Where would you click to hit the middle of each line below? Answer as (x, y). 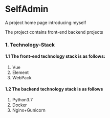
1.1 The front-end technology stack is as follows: (55, 56)
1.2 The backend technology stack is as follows (54, 89)
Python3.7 (22, 100)
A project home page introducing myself (46, 23)
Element (21, 72)
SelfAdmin (27, 9)
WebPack (22, 78)
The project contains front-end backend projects (54, 32)
